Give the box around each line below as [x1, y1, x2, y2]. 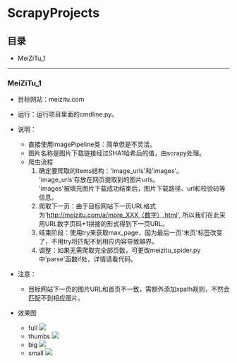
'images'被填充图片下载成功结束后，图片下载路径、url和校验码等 [38, 184, 226, 193]
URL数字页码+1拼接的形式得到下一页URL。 [44, 220, 169, 228]
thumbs [28, 332, 51, 340]
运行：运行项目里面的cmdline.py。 [17, 110, 119, 119]
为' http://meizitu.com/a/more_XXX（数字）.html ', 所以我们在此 [38, 210, 220, 220]
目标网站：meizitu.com [17, 95, 85, 104]
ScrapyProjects [7, 5, 100, 21]
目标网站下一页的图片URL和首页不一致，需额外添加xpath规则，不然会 [28, 285, 231, 294]
